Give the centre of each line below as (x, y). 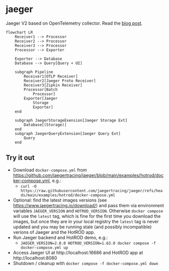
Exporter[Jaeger (41, 98)
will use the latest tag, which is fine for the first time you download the (87, 216)
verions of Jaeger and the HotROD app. (54, 232)
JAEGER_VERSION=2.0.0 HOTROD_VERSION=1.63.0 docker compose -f (88, 243)
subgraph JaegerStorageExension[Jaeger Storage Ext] (71, 120)
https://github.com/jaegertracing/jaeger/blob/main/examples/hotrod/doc (88, 175)
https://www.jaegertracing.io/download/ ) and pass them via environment (88, 205)
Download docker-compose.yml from (50, 170)
